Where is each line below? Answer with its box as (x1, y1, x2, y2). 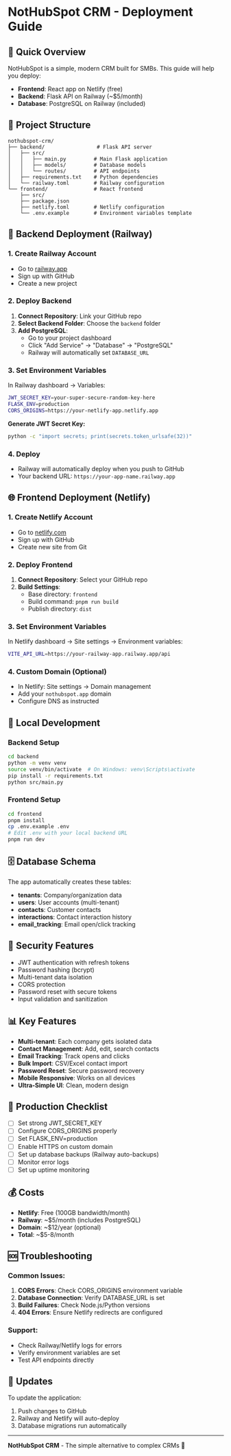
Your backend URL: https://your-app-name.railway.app (17, 472, 175, 480)
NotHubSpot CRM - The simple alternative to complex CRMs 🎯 (8, 1442, 186, 1450)
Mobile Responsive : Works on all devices (17, 1073, 136, 1082)
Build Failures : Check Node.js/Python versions (17, 1301, 150, 1309)
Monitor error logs (17, 1158, 69, 1166)
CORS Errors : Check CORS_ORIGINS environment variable (17, 1286, 183, 1295)
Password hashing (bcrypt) (17, 966, 95, 974)
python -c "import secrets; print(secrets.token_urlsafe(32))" (8, 433, 193, 440)
